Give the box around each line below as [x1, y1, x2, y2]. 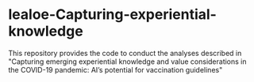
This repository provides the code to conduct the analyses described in [8, 48, 242, 58]
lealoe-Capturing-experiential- [8, 6, 217, 24]
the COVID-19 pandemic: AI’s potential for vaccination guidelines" [8, 65, 223, 74]
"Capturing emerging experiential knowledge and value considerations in [8, 57, 248, 66]
